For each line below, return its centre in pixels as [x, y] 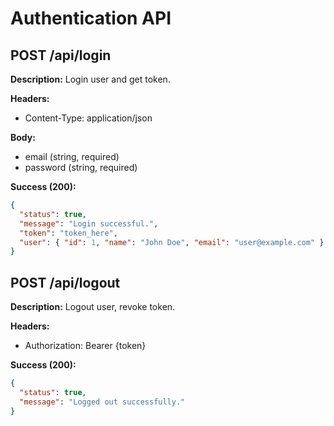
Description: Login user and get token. [90, 79]
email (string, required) [72, 156]
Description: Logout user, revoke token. [93, 307]
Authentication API [91, 18]
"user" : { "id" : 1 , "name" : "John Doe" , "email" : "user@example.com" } [172, 242]
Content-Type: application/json [88, 118]
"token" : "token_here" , [68, 233]
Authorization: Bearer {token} [85, 346]
